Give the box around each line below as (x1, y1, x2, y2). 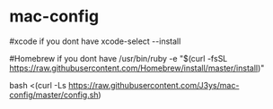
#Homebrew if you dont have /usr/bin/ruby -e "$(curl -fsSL (9, 53, 228, 63)
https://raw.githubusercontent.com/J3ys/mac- (68, 80, 240, 90)
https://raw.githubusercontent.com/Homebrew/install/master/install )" (9, 63, 265, 73)
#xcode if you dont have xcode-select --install (9, 36, 181, 46)
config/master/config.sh (9, 89, 99, 100)
